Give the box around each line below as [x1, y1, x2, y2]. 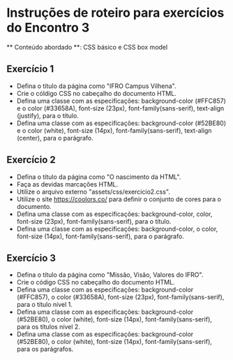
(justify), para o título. [16, 111, 80, 120]
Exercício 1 [6, 63, 54, 75]
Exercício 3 [6, 252, 57, 264]
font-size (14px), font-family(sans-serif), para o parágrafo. [16, 232, 184, 240]
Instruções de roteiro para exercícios [6, 5, 225, 21]
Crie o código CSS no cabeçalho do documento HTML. [16, 278, 175, 287]
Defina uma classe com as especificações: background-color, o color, [16, 224, 218, 233]
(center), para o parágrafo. [16, 134, 93, 142]
